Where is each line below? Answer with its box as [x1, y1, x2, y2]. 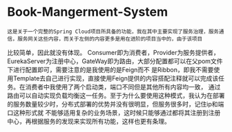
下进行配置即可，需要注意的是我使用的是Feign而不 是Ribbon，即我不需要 [7, 65, 214, 74]
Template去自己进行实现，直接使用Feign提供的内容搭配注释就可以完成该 [12, 74, 219, 82]
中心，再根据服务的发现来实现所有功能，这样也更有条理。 [7, 117, 171, 125]
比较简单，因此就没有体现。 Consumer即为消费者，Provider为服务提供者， [7, 48, 220, 56]
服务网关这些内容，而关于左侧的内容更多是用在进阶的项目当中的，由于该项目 [17, 35, 202, 42]
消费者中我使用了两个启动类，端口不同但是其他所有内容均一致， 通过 [25, 82, 221, 91]
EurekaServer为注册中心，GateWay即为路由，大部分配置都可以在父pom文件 [7, 56, 223, 65]
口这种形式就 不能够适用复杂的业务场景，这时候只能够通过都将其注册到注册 [7, 108, 221, 117]
